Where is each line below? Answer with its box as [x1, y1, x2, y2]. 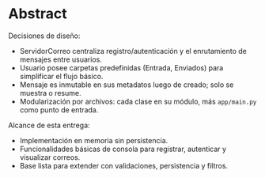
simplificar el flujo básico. [19, 71, 104, 81]
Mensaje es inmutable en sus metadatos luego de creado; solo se [19, 80, 234, 89]
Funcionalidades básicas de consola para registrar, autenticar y [19, 144, 227, 153]
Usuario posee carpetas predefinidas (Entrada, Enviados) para [19, 62, 224, 72]
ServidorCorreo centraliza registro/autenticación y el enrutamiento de [19, 46, 248, 55]
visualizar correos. [19, 152, 81, 162]
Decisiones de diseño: [8, 31, 81, 40]
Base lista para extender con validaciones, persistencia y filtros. [19, 161, 228, 170]
